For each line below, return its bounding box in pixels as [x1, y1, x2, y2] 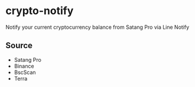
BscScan [14, 69, 36, 76]
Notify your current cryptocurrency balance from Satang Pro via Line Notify [5, 24, 190, 31]
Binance [14, 62, 34, 69]
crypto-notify [5, 4, 74, 18]
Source [5, 41, 33, 51]
